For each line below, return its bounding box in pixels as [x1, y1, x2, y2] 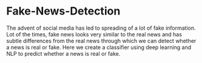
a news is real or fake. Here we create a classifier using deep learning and [6, 44, 192, 51]
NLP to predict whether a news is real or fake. [6, 50, 121, 57]
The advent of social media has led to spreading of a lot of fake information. [6, 24, 196, 31]
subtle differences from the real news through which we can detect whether [6, 37, 197, 44]
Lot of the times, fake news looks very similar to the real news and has [6, 30, 182, 38]
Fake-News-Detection [6, 4, 121, 18]
